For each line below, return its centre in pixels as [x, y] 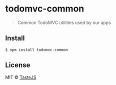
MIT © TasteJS [21, 77]
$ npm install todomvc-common [37, 50]
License [18, 65]
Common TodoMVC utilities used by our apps [64, 22]
